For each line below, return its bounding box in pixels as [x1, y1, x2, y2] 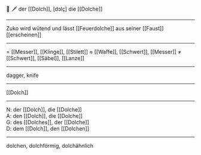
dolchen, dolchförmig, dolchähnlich [6, 142, 94, 149]
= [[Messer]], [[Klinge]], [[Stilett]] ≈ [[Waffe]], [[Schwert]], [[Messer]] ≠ [6, 48, 182, 55]
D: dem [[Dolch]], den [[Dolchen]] [6, 125, 90, 132]
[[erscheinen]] [6, 31, 42, 38]
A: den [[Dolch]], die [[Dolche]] [6, 113, 83, 119]
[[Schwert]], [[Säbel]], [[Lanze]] [6, 55, 85, 61]
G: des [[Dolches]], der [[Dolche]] [6, 119, 90, 126]
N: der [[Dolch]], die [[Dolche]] [6, 106, 82, 113]
